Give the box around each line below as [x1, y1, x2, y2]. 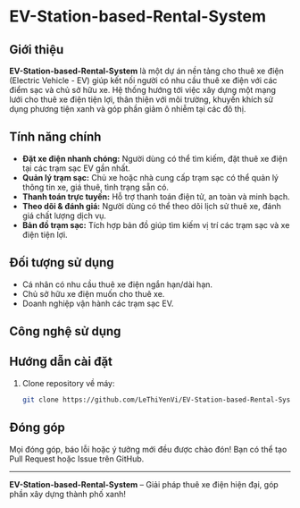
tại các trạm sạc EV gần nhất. [21, 163, 131, 174]
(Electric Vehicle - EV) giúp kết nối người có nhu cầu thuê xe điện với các [9, 75, 278, 86]
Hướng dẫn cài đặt [9, 354, 113, 369]
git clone [21, 395, 60, 404]
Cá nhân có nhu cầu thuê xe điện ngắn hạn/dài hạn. [21, 279, 212, 290]
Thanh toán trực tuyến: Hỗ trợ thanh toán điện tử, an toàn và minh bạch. [21, 190, 290, 202]
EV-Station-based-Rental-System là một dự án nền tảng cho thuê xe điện [9, 65, 284, 76]
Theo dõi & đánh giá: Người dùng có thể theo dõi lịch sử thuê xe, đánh [21, 200, 281, 211]
